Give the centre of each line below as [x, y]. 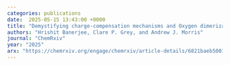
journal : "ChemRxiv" [37, 39]
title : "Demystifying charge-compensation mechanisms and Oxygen [102, 26]
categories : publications [44, 13]
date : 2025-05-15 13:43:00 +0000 [56, 20]
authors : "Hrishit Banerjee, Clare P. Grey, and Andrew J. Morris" [105, 32]
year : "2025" [26, 45]
